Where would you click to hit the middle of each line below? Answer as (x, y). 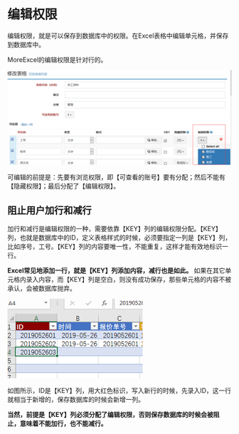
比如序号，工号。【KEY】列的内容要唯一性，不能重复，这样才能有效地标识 (115, 247)
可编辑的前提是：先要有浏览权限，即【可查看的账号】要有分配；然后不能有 (116, 177)
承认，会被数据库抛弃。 (42, 288)
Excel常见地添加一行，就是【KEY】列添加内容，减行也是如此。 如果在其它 (116, 270)
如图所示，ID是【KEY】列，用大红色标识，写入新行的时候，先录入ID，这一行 (119, 391)
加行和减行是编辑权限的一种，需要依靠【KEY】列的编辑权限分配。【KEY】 (115, 229)
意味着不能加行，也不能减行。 (63, 423)
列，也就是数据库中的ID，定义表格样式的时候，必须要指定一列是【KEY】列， (119, 238)
